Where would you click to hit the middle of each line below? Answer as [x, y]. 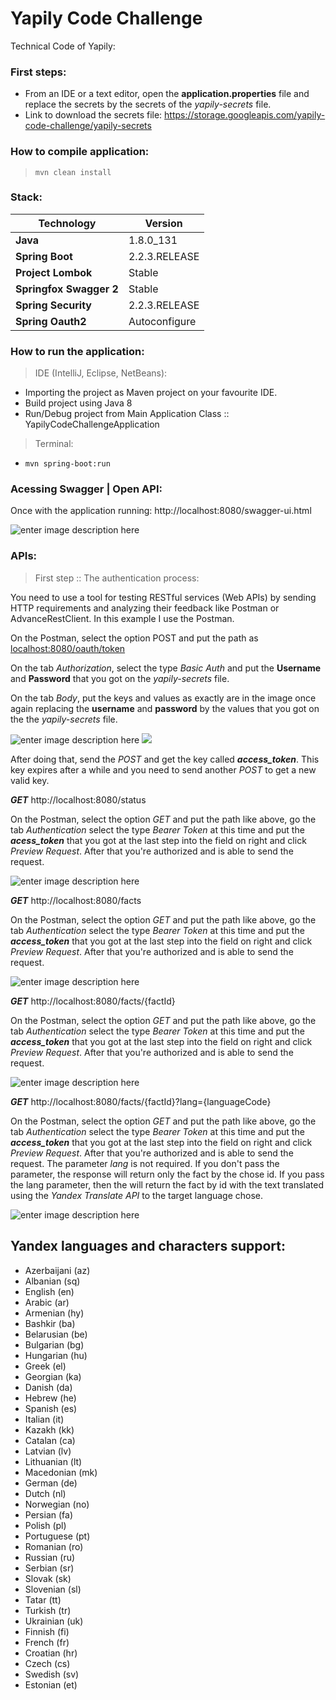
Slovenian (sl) [53, 1589]
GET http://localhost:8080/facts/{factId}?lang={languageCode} [141, 1101]
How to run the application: [77, 351]
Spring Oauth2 [51, 321]
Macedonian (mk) [61, 1472]
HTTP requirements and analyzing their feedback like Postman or [145, 608]
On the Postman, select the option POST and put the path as [134, 638]
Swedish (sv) [52, 1674]
